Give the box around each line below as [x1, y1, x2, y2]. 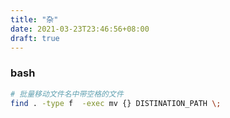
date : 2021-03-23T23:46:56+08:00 [10, 24, 150, 34]
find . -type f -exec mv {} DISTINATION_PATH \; [10, 98, 222, 108]
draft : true [10, 33, 60, 43]
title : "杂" [10, 14, 59, 25]
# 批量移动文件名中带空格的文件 [10, 89, 124, 99]
